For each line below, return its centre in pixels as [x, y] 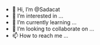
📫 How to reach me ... [40, 36]
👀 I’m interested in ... [38, 16]
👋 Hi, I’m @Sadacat [36, 9]
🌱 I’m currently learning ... [44, 22]
